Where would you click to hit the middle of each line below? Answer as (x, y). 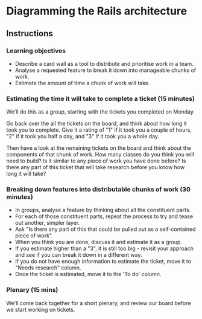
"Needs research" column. (48, 268)
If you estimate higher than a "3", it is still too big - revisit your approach (104, 248)
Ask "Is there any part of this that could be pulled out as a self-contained (105, 229)
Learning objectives (36, 51)
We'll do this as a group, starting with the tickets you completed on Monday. (100, 112)
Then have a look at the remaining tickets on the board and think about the (99, 148)
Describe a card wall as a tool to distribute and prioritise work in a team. (104, 63)
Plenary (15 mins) (32, 290)
